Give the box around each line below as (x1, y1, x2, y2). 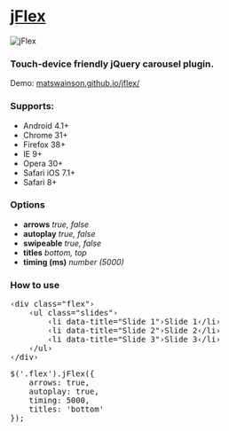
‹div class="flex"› (10, 299, 95, 310)
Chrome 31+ (22, 129, 68, 140)
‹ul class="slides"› (28, 308, 118, 318)
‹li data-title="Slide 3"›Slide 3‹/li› (47, 334, 221, 345)
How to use (10, 278, 60, 291)
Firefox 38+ (22, 139, 66, 150)
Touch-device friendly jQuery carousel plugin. (10, 58, 214, 70)
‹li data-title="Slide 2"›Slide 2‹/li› (47, 325, 221, 336)
